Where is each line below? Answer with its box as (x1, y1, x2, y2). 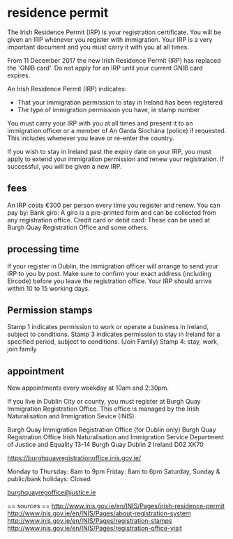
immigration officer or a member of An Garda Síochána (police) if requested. (7, 126, 227, 135)
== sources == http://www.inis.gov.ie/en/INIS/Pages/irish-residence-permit (7, 502, 225, 510)
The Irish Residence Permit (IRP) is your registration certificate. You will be (7, 28, 222, 36)
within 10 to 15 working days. (7, 284, 90, 292)
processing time (7, 243, 80, 255)
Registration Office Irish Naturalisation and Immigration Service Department (7, 433, 225, 441)
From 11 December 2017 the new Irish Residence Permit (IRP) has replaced (7, 56, 221, 64)
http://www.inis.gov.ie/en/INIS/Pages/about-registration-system (7, 509, 191, 517)
